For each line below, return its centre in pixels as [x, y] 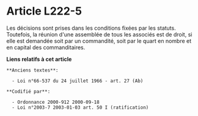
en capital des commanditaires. [46, 47]
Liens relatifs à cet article [39, 59]
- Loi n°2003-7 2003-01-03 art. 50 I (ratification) [80, 107]
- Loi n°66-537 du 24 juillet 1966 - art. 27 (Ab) [78, 81]
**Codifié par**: [28, 91]
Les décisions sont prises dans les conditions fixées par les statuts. [91, 28]
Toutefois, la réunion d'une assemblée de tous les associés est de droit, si [99, 34]
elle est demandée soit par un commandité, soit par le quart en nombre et [99, 41]
